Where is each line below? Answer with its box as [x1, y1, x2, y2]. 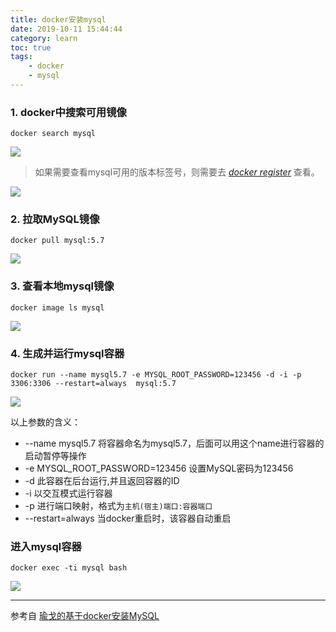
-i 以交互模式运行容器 [24, 487, 113, 500]
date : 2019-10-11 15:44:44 [10, 24, 123, 34]
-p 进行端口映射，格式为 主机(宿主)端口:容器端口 [24, 500, 213, 512]
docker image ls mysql [10, 302, 105, 313]
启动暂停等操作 [24, 450, 87, 462]
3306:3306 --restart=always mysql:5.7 [10, 379, 177, 389]
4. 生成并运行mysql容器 [10, 346, 125, 360]
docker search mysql [10, 129, 97, 139]
